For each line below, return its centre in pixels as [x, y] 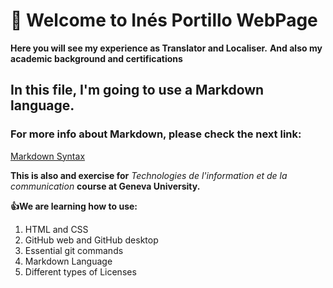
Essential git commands [74, 250]
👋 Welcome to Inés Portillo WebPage [164, 20]
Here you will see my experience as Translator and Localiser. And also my [166, 48]
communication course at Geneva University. [105, 186]
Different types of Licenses [80, 271]
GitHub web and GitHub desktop [91, 240]
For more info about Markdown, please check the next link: [156, 134]
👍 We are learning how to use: [74, 206]
